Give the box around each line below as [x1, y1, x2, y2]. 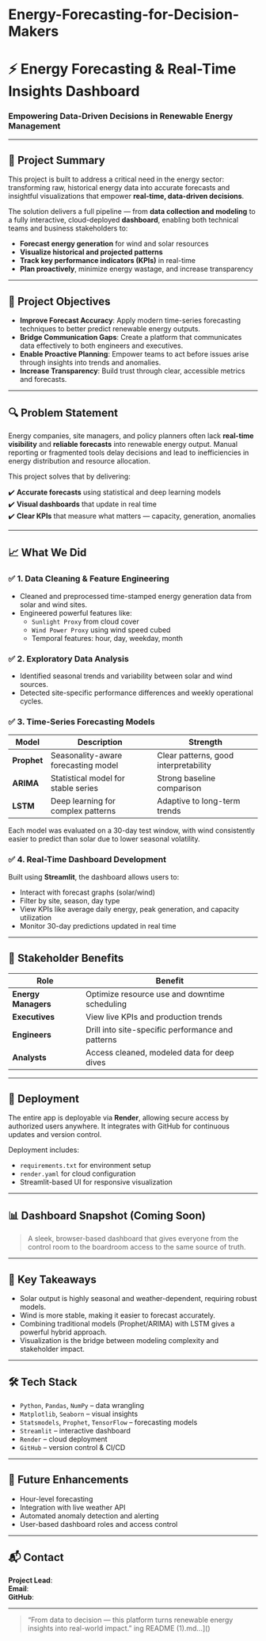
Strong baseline [157, 773, 216, 784]
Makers [8, 22, 59, 40]
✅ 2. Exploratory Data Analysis [8, 653, 129, 664]
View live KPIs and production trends [85, 1011, 223, 1022]
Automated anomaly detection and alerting [19, 1511, 160, 1521]
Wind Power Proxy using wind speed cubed [31, 624, 171, 635]
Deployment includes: [8, 1145, 79, 1154]
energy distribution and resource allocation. [8, 456, 150, 466]
